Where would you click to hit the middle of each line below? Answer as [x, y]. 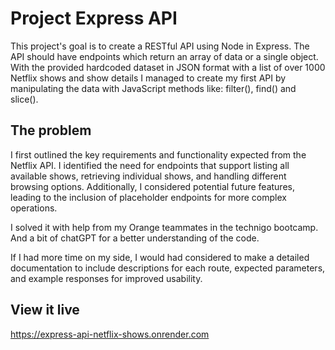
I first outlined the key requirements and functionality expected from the [158, 154]
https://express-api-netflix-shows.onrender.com [110, 334]
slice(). [24, 99]
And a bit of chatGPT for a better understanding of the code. [135, 238]
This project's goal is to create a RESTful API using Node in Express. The [160, 46]
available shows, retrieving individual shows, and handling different [148, 176]
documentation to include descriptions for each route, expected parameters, [168, 268]
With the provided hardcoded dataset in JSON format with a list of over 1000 [168, 67]
